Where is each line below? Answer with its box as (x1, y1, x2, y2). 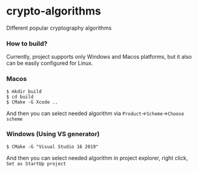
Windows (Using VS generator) (6, 130, 100, 139)
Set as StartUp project (6, 160, 67, 167)
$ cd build (6, 94, 34, 100)
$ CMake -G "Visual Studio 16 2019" (6, 143, 99, 149)
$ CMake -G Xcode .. (6, 99, 59, 105)
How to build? (6, 39, 48, 48)
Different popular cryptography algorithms (6, 24, 112, 31)
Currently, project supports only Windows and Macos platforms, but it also (6, 53, 192, 60)
